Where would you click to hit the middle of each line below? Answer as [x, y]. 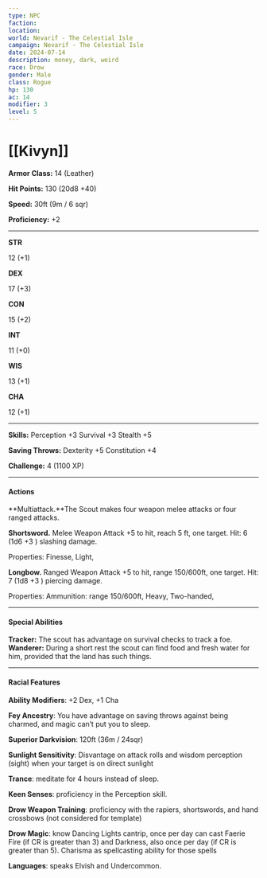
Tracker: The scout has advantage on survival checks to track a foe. [120, 640]
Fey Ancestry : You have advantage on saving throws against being [118, 715]
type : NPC [25, 16]
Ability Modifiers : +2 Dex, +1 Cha [64, 700]
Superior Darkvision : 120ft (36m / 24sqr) [76, 739]
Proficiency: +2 [34, 219]
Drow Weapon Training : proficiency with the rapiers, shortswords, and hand [133, 810]
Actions [21, 491]
